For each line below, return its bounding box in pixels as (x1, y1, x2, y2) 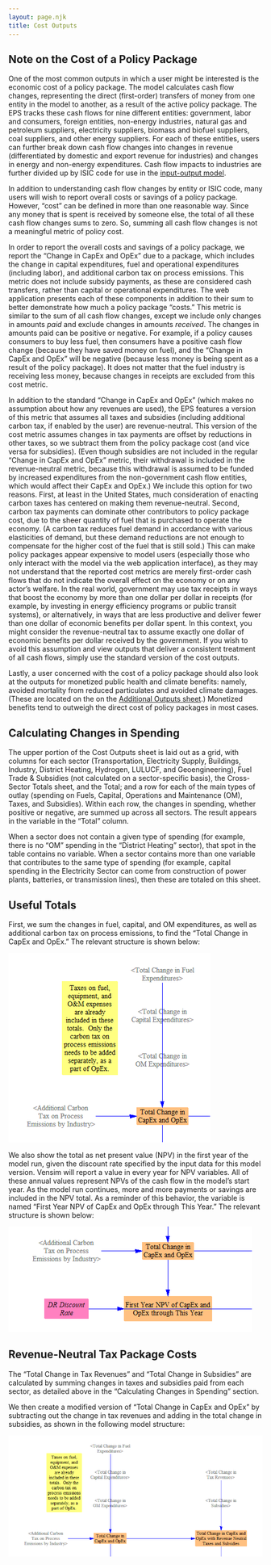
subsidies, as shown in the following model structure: (8, 1419, 186, 1429)
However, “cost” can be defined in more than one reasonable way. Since (8, 201, 249, 211)
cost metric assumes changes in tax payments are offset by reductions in (8, 430, 252, 439)
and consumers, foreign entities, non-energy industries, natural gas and (8, 117, 248, 127)
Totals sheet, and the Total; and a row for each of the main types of (31, 782, 256, 791)
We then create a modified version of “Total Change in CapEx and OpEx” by (8, 1402, 260, 1412)
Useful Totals (8, 898, 77, 912)
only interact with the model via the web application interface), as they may (8, 558, 258, 569)
